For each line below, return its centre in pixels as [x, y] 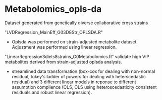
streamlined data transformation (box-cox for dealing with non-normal [83, 71]
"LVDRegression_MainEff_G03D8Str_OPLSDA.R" [54, 32]
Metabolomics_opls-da [53, 9]
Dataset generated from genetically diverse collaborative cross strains [76, 23]
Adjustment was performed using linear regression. [64, 47]
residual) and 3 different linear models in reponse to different [74, 82]
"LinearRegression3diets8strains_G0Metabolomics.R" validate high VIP [77, 56]
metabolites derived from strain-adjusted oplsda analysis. [63, 62]
